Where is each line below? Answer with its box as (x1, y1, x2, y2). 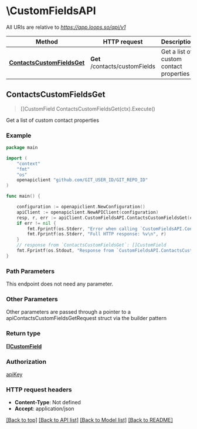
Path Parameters (6, 267, 55, 275)
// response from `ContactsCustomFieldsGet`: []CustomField (16, 242, 167, 248)
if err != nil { (16, 220, 57, 226)
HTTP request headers (6, 385, 72, 394)
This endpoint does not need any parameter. (6, 281, 113, 288)
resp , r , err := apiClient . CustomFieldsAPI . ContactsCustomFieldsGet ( (16, 215, 191, 221)
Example (6, 131, 32, 139)
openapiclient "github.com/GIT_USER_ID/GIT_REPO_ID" (16, 177, 148, 183)
